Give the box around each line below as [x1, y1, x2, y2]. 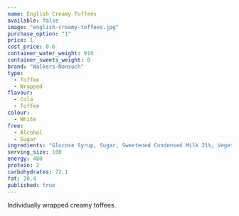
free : [7, 122, 23, 130]
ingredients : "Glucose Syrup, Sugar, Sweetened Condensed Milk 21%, [7, 142, 215, 149]
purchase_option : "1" [7, 30, 72, 38]
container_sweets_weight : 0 [7, 57, 91, 64]
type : [7, 69, 23, 76]
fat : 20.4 [7, 175, 37, 182]
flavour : [7, 89, 33, 96]
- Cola [14, 96, 33, 103]
